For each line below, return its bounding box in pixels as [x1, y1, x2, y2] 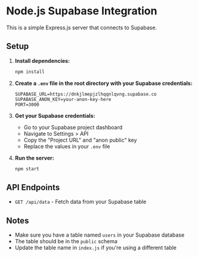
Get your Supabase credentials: [14, 112, 95, 119]
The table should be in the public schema [14, 238, 118, 245]
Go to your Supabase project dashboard [23, 124, 123, 131]
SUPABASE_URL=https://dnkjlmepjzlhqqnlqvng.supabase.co [14, 91, 157, 97]
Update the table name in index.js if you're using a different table [14, 244, 177, 252]
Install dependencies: [14, 57, 70, 64]
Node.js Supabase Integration [6, 4, 157, 18]
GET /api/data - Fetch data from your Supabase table [14, 198, 147, 206]
